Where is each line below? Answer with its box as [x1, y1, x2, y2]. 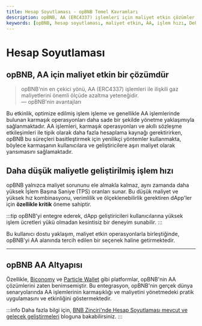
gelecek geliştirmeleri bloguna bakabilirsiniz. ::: [6, 313, 123, 320]
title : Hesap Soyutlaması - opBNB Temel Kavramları [6, 8, 138, 15]
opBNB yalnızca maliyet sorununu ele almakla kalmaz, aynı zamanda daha [6, 181, 189, 189]
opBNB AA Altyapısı [6, 259, 83, 270]
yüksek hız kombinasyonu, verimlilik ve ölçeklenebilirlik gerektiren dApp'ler [6, 195, 192, 202]
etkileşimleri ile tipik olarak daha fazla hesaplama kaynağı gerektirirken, [6, 129, 183, 136]
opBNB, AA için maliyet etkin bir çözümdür [6, 70, 170, 80]
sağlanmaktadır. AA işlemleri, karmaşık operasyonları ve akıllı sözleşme [6, 122, 182, 130]
